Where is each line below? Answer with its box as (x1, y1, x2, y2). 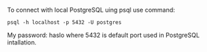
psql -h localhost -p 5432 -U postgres (7, 19, 122, 26)
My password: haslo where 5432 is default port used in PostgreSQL (7, 31, 200, 39)
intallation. (7, 38, 37, 47)
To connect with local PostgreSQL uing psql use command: (7, 6, 175, 14)
